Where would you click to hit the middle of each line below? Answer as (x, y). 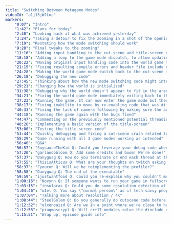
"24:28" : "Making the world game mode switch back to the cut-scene (89, 72)
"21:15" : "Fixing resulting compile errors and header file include (89, 67)
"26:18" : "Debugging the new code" (52, 77)
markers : (15, 19)
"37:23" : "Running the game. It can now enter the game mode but (86, 100)
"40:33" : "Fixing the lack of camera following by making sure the (88, 110)
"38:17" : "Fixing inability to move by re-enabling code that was (87, 105)
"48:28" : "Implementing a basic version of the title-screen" (82, 124)
